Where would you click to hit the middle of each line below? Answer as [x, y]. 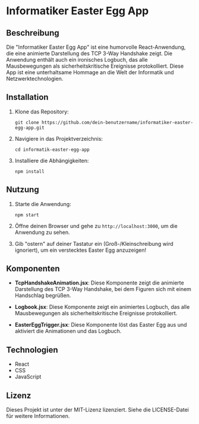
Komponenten [33, 269]
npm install [29, 171]
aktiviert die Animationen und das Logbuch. [68, 331]
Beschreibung [33, 33]
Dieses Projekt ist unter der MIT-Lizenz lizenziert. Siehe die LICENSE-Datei [97, 410]
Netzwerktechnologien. [35, 79]
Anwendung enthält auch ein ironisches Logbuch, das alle [77, 60]
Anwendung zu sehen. [42, 232]
